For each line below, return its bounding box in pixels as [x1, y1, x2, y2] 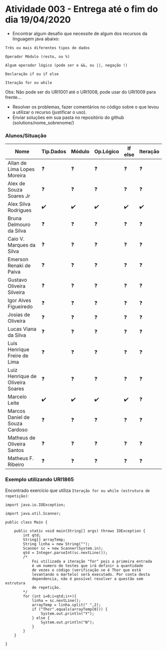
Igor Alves [7, 297, 31, 304]
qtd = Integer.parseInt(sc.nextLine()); [23, 550, 108, 555]
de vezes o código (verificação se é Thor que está [31, 567, 141, 572]
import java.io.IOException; [5, 502, 66, 507]
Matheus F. [7, 455, 34, 462]
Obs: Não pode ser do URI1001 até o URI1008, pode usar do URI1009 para [5, 89, 156, 95]
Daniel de [7, 414, 30, 421]
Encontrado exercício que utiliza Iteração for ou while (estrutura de [5, 487, 150, 493]
